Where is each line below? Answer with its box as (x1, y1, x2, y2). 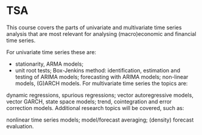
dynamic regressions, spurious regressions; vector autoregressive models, (6, 91, 193, 99)
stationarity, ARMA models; (15, 60, 84, 67)
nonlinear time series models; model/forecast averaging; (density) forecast (6, 116, 194, 123)
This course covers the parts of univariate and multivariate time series (6, 24, 182, 31)
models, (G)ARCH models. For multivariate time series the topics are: (15, 80, 188, 87)
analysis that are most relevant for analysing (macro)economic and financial (6, 30, 197, 37)
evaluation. (6, 122, 34, 130)
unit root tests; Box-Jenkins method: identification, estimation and (15, 66, 181, 74)
